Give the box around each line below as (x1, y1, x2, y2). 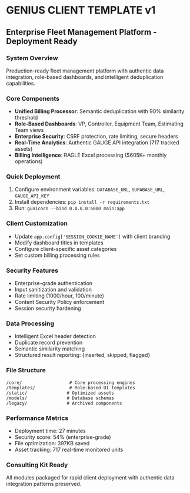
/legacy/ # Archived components (6, 400, 122, 406)
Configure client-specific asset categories (14, 245, 117, 252)
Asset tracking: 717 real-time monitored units (14, 446, 124, 453)
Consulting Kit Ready (6, 461, 68, 469)
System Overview (6, 54, 58, 62)
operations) (14, 158, 43, 165)
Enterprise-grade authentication (14, 280, 93, 287)
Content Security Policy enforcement (14, 299, 105, 306)
